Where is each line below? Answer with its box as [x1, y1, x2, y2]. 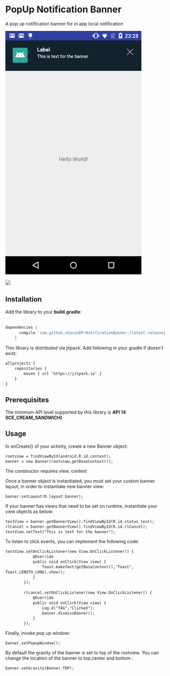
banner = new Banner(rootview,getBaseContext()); [5, 459, 114, 464]
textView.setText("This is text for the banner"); [5, 529, 116, 535]
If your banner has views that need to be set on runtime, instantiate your [5, 503, 158, 509]
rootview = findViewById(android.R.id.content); [5, 454, 111, 459]
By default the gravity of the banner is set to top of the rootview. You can [5, 649, 159, 655]
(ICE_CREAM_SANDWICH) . [5, 415, 64, 421]
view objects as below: [5, 508, 54, 514]
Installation [5, 295, 42, 304]
